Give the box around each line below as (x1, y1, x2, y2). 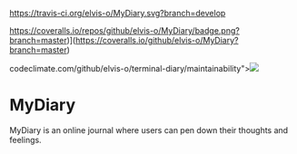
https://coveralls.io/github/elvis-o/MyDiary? (75, 35, 239, 45)
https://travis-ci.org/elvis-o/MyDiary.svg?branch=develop (9, 8, 226, 18)
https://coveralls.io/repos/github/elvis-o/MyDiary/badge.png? (9, 25, 241, 35)
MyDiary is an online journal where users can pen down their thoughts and (9, 124, 289, 135)
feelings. (9, 134, 43, 145)
